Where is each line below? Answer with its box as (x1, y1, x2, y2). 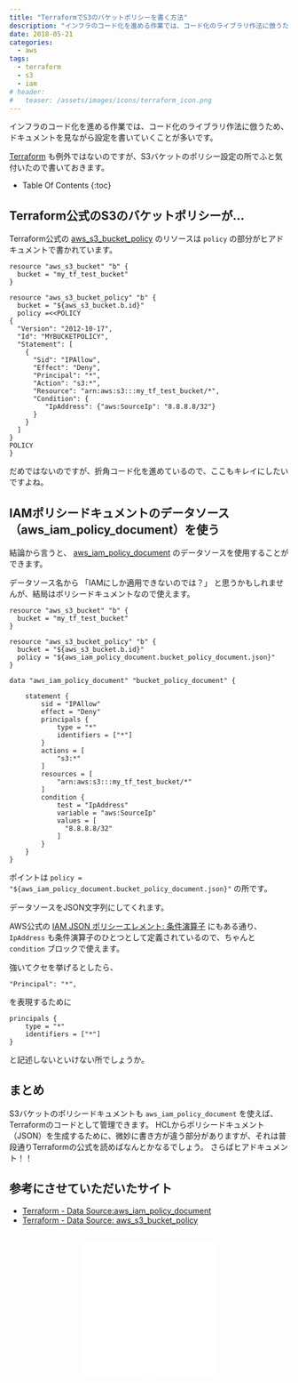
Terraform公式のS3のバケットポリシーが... (9, 208, 246, 223)
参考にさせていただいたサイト (9, 1181, 173, 1196)
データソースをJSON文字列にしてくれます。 (9, 902, 169, 913)
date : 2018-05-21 (9, 29, 74, 38)
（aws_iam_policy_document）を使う (9, 522, 220, 537)
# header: (9, 87, 46, 96)
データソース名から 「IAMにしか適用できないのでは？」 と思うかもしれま (9, 577, 277, 588)
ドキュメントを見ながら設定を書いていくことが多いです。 (9, 133, 218, 143)
